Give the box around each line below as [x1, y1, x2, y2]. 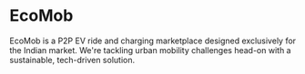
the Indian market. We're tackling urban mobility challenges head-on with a [9, 44, 291, 55]
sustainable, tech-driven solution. [9, 54, 135, 65]
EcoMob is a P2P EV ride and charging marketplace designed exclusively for [9, 35, 297, 46]
